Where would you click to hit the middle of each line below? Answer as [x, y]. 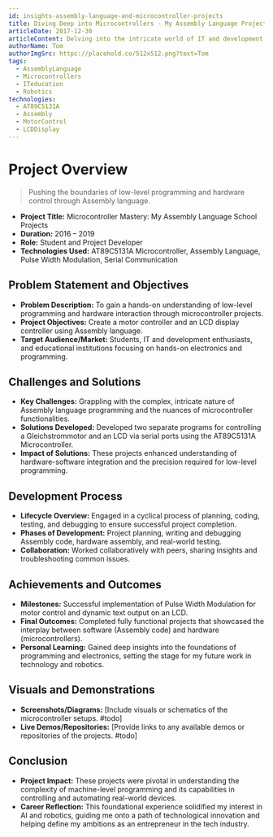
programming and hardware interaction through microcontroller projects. [142, 313]
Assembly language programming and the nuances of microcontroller [136, 410]
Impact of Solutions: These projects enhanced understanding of [128, 453]
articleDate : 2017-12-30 [50, 31]
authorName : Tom [36, 46]
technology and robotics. [62, 664]
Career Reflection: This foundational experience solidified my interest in [141, 806]
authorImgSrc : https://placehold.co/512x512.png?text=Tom [108, 54]
